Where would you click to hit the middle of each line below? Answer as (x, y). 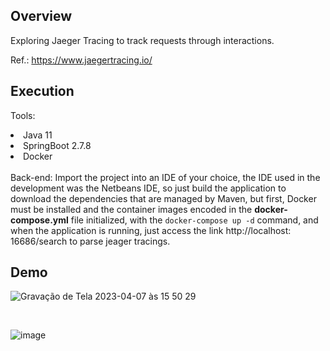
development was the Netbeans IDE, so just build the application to (148, 188)
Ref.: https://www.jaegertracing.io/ (81, 60)
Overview (41, 16)
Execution (42, 91)
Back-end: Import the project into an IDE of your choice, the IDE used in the (165, 177)
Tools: (23, 115)
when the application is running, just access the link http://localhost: (151, 230)
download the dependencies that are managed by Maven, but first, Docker (163, 198)
